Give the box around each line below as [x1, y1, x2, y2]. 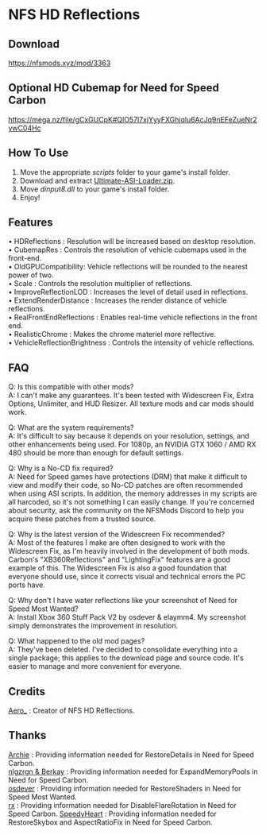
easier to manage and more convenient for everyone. [8, 662, 183, 671]
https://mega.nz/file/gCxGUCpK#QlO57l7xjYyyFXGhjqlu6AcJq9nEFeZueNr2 [8, 114, 258, 124]
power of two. [8, 270, 54, 280]
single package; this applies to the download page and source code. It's [8, 653, 244, 663]
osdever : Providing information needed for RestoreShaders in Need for [8, 783, 241, 793]
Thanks [8, 729, 47, 742]
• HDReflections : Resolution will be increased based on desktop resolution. [8, 237, 256, 246]
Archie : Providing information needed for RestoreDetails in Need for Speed [8, 749, 254, 760]
